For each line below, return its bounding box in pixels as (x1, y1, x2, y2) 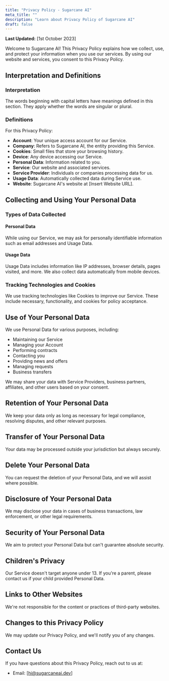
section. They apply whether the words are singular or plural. (5, 103, 133, 110)
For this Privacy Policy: (5, 128, 53, 134)
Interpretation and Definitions (5, 71, 101, 79)
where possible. (5, 480, 39, 486)
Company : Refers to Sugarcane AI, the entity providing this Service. (12, 143, 155, 149)
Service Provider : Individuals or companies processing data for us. (12, 170, 153, 176)
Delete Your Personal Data (5, 461, 90, 470)
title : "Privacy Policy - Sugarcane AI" (5, 7, 92, 13)
